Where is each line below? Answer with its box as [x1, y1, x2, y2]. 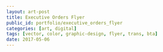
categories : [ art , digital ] [6, 25, 77, 32]
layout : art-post [6, 8, 50, 15]
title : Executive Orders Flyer [6, 14, 85, 20]
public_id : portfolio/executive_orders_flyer [6, 20, 123, 26]
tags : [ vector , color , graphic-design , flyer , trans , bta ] [6, 31, 158, 37]
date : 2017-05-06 [6, 36, 50, 42]
